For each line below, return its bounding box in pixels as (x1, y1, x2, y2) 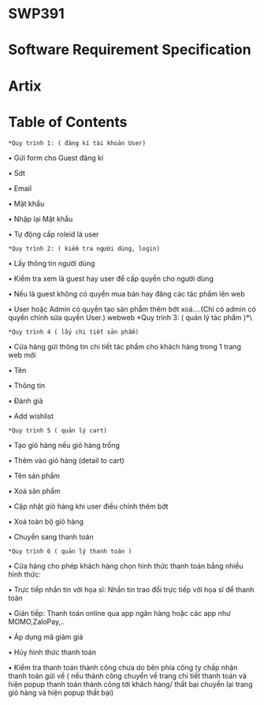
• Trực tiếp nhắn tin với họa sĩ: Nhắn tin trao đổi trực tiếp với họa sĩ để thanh (8, 584, 255, 594)
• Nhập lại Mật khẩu (8, 214, 73, 223)
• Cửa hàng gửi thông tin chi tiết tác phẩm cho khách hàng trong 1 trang (8, 341, 242, 351)
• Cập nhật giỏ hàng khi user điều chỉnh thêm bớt (8, 502, 169, 511)
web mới (8, 350, 36, 360)
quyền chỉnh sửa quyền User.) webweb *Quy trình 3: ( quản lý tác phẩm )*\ (8, 312, 252, 322)
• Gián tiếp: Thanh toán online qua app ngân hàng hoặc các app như (8, 608, 231, 617)
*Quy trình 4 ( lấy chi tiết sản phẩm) (8, 328, 139, 336)
